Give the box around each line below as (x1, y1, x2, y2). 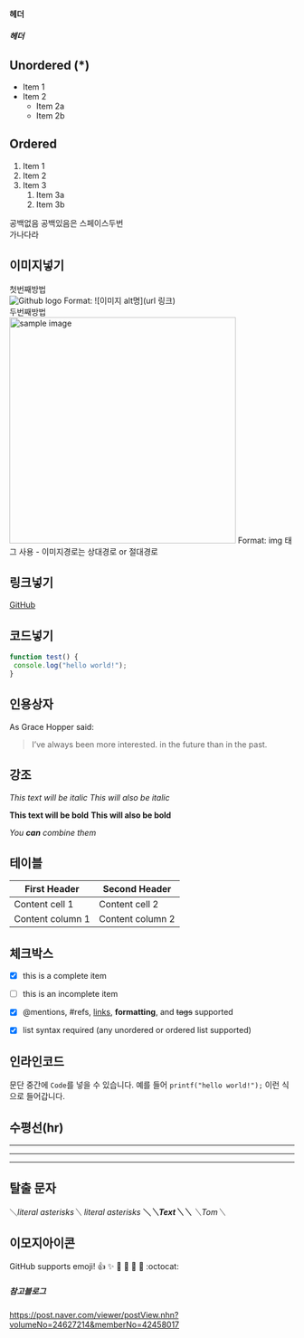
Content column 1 (14, 913, 90, 925)
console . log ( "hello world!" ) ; (13, 661, 128, 670)
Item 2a (35, 100, 65, 111)
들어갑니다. (25, 1091, 66, 1102)
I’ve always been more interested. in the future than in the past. (31, 738, 268, 750)
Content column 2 (99, 913, 176, 925)
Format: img (237, 535, 283, 546)
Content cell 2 (99, 898, 159, 911)
